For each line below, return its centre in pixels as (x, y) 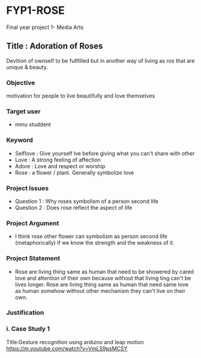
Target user (23, 111)
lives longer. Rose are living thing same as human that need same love (102, 284)
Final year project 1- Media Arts (45, 27)
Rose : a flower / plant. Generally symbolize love (74, 172)
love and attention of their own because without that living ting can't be (103, 278)
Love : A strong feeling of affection (58, 160)
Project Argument (33, 223)
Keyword (19, 140)
